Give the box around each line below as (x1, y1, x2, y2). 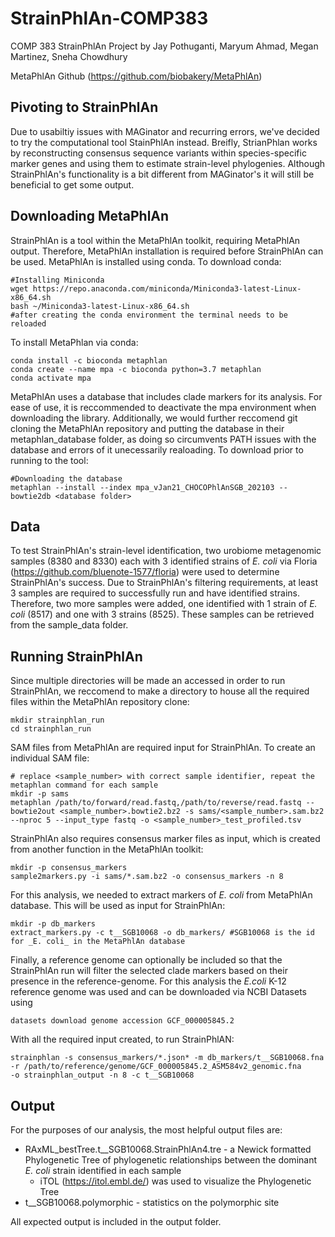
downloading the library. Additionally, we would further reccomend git (10, 412, 298, 424)
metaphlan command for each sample (10, 780, 159, 791)
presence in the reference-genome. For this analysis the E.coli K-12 (10, 975, 287, 987)
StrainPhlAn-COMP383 (10, 7, 209, 30)
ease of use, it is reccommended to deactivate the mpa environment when (10, 401, 317, 413)
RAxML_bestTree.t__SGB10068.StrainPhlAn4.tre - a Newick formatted (24, 1143, 312, 1155)
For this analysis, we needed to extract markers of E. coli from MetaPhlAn (10, 889, 313, 901)
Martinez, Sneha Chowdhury (10, 50, 128, 62)
